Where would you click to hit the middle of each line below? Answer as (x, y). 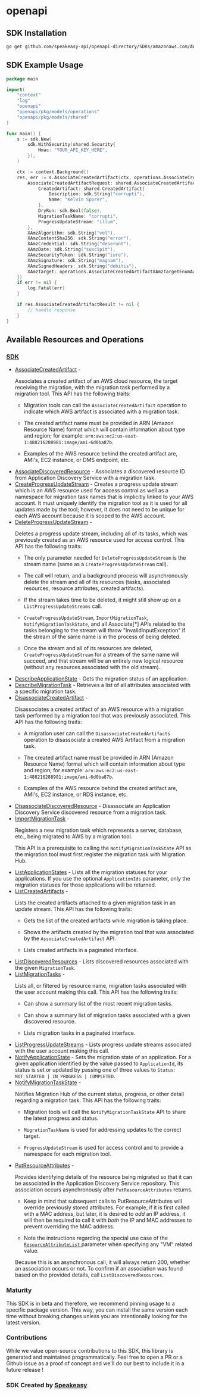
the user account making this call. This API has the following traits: (96, 992)
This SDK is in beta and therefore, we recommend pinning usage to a (91, 1303)
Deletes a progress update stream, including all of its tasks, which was (101, 533)
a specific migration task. (46, 691)
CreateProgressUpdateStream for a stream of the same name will (101, 655)
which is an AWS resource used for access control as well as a (91, 491)
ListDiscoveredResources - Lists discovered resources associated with (101, 962)
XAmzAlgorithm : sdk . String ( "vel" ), (72, 233)
